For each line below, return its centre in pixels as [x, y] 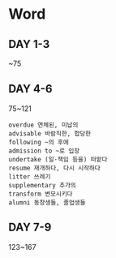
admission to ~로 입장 [44, 151]
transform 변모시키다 [41, 194]
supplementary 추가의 [43, 185]
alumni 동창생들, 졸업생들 [47, 202]
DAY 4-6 [30, 89]
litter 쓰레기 [30, 176]
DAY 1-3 [29, 44]
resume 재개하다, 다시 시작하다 [54, 168]
